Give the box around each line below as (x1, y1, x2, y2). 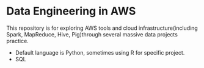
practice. (6, 37, 29, 44)
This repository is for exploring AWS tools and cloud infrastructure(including (6, 24, 199, 32)
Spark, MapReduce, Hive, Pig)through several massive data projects (6, 30, 178, 38)
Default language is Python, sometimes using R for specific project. (15, 49, 185, 56)
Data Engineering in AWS (6, 4, 136, 18)
